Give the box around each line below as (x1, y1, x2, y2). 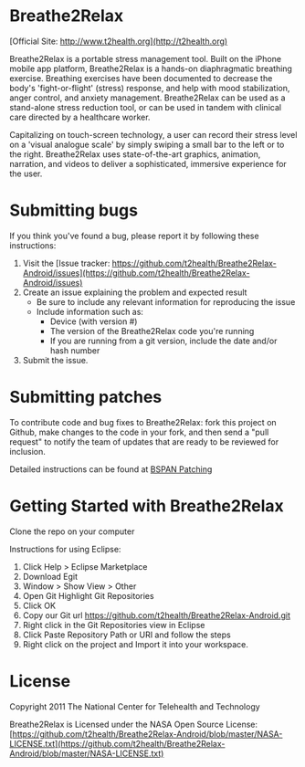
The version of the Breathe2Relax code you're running (49, 325, 255, 336)
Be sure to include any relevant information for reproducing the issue (36, 296, 296, 307)
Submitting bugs (9, 200, 139, 221)
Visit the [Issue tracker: (22, 257, 110, 268)
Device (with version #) (49, 316, 138, 327)
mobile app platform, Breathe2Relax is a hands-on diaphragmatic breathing (9, 63, 292, 74)
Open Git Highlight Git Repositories (22, 590, 154, 601)
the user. (9, 168, 43, 179)
